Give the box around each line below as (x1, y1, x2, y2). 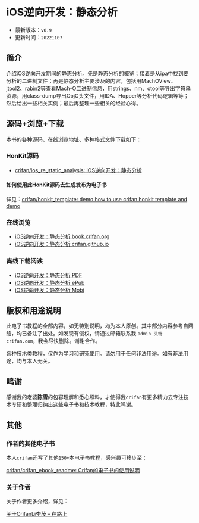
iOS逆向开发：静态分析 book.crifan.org (14, 233, 110, 240)
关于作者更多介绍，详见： (6, 498, 69, 505)
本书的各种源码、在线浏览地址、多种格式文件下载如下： (6, 135, 141, 143)
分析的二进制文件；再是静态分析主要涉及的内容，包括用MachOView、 (6, 77, 176, 84)
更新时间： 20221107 (14, 33, 63, 41)
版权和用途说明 (6, 306, 61, 316)
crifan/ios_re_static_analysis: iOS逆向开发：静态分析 (14, 166, 143, 173)
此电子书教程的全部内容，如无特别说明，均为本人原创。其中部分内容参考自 (6, 322, 188, 329)
